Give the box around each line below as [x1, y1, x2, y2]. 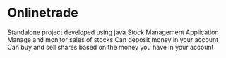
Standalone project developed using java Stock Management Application [7, 28, 219, 36]
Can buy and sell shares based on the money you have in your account [7, 43, 214, 51]
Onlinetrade [7, 5, 79, 21]
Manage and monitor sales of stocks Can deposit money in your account [7, 35, 219, 43]
